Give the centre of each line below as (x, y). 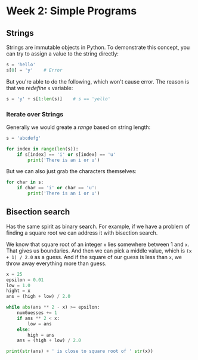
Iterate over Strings (35, 114)
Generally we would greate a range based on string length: (78, 127)
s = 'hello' (21, 64)
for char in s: (25, 182)
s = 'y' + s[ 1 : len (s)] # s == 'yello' (58, 99)
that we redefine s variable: (40, 88)
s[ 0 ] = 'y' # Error (34, 70)
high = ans (41, 335)
